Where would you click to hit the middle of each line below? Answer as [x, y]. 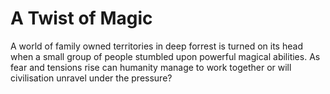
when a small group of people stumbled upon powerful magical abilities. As [165, 56]
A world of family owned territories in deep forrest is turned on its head [156, 46]
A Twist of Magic [81, 18]
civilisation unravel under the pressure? [91, 78]
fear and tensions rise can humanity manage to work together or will [151, 67]
